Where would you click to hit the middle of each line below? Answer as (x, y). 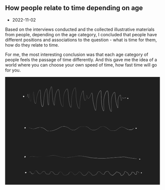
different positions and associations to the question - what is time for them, (81, 40)
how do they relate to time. (32, 45)
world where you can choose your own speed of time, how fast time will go (81, 65)
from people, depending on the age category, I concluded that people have (81, 34)
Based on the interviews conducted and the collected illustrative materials (80, 29)
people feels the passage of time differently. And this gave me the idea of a (81, 59)
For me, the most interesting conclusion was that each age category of (77, 54)
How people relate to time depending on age (74, 8)
